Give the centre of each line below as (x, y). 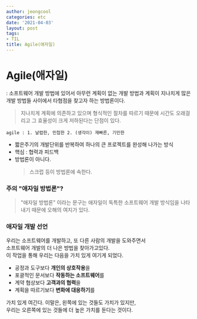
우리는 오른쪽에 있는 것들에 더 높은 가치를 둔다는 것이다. (70, 310)
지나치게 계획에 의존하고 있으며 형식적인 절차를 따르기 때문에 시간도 (97, 113)
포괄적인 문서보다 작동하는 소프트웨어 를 (59, 275)
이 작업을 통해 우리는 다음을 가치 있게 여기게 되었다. (65, 255)
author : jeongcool (29, 12)
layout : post (22, 28)
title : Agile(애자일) (31, 45)
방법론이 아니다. (33, 159)
